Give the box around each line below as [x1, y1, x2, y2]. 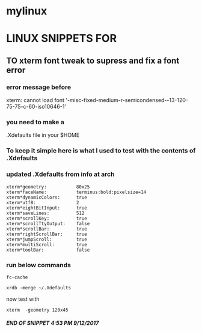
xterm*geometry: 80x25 [6, 184, 90, 190]
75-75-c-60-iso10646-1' [6, 103, 67, 110]
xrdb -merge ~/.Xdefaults [6, 285, 71, 291]
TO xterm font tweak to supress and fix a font [6, 55, 180, 65]
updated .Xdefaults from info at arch [6, 170, 115, 178]
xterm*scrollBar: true [6, 226, 87, 232]
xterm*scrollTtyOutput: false [6, 220, 90, 226]
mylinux [6, 4, 47, 18]
